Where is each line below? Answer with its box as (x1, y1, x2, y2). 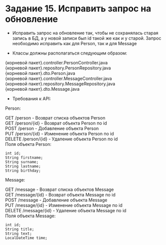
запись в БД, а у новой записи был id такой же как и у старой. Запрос (12, 35, 162, 41)
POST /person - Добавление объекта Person (5, 125, 99, 131)
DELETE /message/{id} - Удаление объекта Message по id (5, 207, 126, 213)
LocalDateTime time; (5, 235, 48, 241)
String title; (5, 227, 35, 232)
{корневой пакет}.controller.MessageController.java (5, 75, 112, 81)
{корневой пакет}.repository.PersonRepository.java (5, 65, 111, 71)
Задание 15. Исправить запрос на (5, 3, 152, 14)
